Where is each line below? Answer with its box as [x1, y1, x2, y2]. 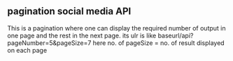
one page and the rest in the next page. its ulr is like [7, 31, 157, 40]
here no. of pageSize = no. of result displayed [92, 38, 225, 47]
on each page [7, 46, 48, 54]
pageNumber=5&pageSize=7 [7, 38, 92, 47]
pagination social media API [7, 6, 132, 17]
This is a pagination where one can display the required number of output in [7, 24, 226, 32]
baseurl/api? [157, 31, 194, 40]
